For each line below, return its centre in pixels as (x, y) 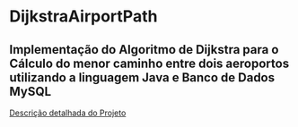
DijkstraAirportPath (83, 17)
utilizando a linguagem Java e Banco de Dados (142, 77)
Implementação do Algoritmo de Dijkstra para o (144, 50)
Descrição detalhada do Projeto (68, 113)
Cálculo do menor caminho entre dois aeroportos (149, 63)
